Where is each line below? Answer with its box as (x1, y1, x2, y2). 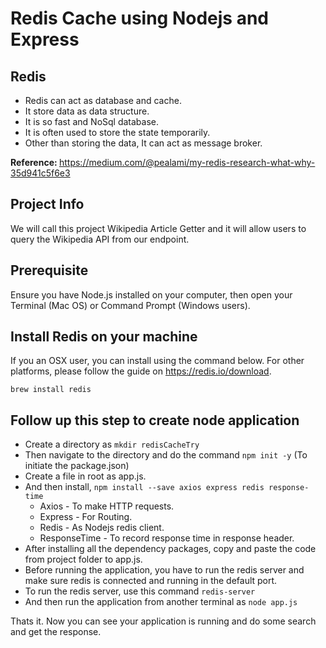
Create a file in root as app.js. (24, 470, 147, 482)
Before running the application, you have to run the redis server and (24, 564, 305, 576)
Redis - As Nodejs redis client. (39, 522, 165, 534)
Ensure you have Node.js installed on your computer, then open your (10, 288, 293, 301)
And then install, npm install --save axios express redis (24, 481, 265, 493)
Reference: (10, 157, 58, 168)
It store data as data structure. (24, 105, 150, 117)
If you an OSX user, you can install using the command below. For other (10, 355, 305, 367)
